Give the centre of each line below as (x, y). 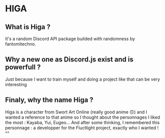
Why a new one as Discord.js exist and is (69, 60)
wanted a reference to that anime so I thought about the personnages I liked (82, 117)
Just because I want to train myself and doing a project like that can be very (82, 79)
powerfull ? (23, 67)
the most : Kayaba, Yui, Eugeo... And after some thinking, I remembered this (82, 122)
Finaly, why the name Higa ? (49, 100)
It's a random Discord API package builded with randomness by (70, 39)
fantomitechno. (21, 44)
